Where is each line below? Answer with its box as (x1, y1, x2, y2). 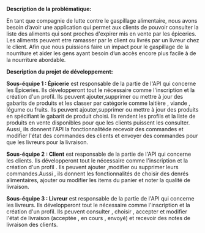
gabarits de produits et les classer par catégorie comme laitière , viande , (6, 99, 191, 107)
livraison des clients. (6, 221, 58, 228)
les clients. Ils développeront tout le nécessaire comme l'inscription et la (6, 157, 188, 164)
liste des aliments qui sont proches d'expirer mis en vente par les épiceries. (6, 30, 197, 37)
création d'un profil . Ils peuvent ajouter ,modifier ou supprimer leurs (6, 164, 179, 170)
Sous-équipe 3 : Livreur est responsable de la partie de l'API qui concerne (6, 195, 195, 202)
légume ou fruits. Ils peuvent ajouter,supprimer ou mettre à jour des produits (6, 106, 199, 113)
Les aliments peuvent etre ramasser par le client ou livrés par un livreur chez (6, 37, 199, 44)
